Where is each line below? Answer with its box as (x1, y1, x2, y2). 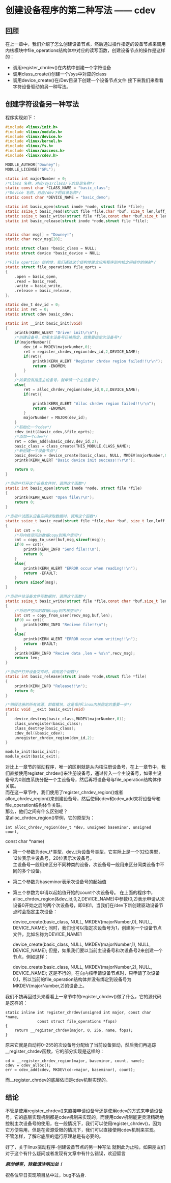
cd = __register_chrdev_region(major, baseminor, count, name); (5, 1058, 145, 1064)
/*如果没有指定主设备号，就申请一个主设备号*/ (14, 378, 100, 383)
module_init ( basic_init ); (5, 749, 60, 754)
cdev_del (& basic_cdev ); (14, 730, 65, 736)
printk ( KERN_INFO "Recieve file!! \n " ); (23, 622, 108, 628)
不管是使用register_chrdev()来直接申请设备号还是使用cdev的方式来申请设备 (5, 1108, 163, 1114)
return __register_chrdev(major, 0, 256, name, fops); (14, 1028, 133, 1033)
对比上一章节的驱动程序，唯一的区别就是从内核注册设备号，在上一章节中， (5, 764, 161, 770)
